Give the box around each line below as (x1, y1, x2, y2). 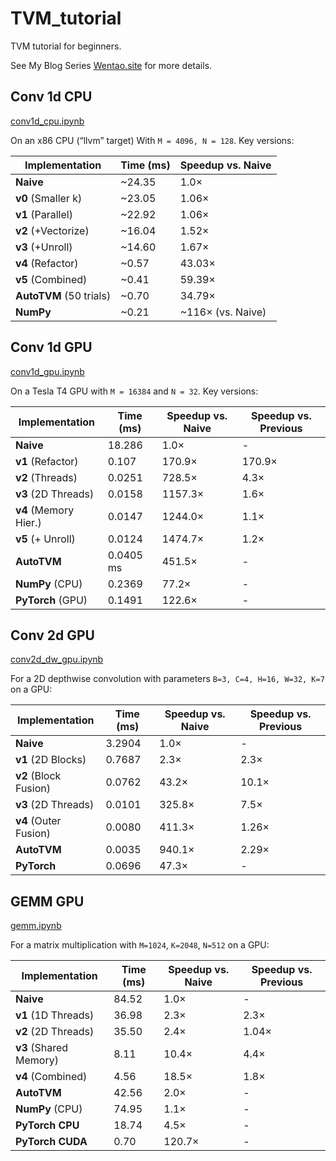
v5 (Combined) (15, 272, 88, 286)
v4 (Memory (15, 503, 75, 517)
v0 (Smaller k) (15, 191, 83, 205)
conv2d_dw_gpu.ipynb (10, 653, 104, 666)
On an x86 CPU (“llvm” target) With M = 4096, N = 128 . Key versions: (10, 134, 295, 146)
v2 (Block (15, 769, 62, 783)
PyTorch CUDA (15, 1135, 88, 1149)
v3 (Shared (15, 1041, 69, 1055)
